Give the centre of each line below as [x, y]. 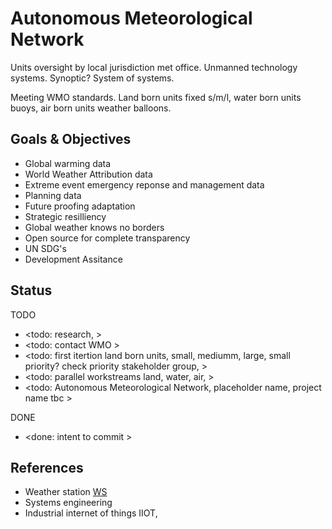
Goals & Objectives [71, 139]
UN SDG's [45, 248]
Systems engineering [68, 503]
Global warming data [68, 163]
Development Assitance [73, 259]
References [47, 467]
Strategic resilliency [65, 216]
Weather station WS [66, 492]
